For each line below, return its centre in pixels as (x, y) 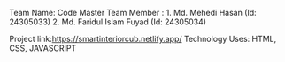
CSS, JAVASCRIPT (43, 48)
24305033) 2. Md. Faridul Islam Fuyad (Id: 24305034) (108, 22)
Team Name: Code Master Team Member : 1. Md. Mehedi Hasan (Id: (133, 13)
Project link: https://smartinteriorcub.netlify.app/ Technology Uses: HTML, (143, 39)
